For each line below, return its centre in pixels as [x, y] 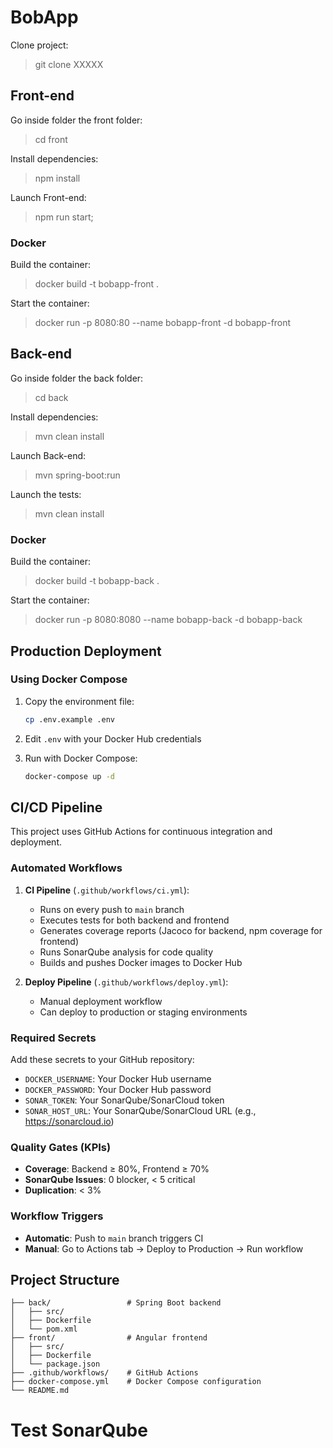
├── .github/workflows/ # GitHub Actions [104, 1373]
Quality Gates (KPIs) [61, 1147]
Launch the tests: [46, 494]
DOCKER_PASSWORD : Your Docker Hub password [118, 1089]
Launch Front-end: [48, 197]
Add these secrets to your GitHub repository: [102, 1059]
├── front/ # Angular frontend [109, 1338]
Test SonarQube [79, 1430]
